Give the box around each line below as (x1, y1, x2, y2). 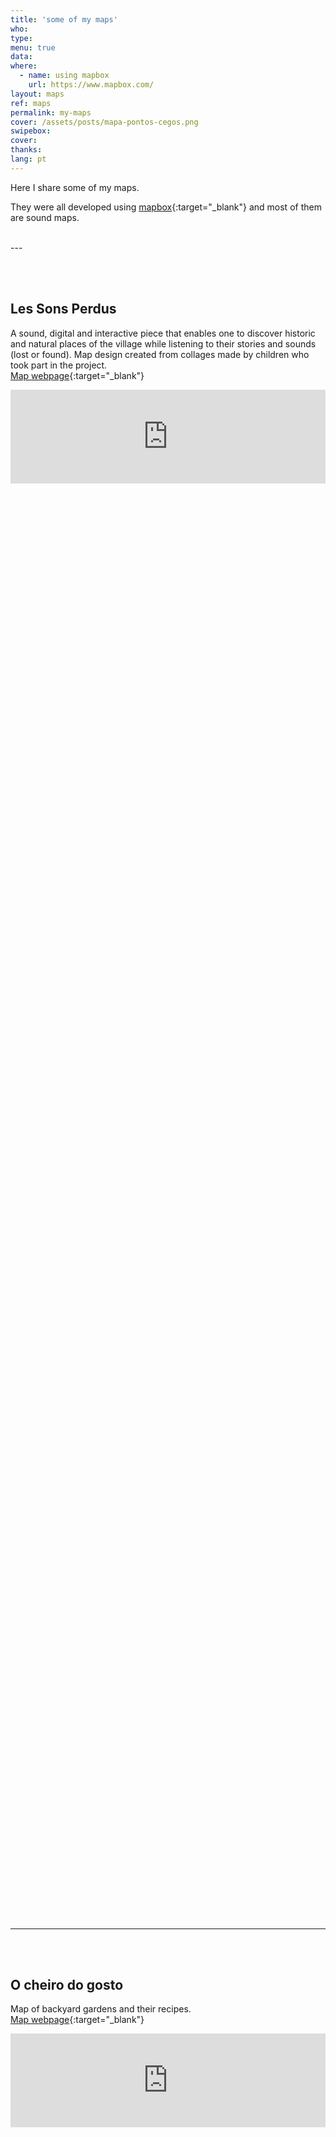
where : (10, 61, 38, 71)
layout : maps (10, 89, 65, 99)
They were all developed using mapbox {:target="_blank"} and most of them (10, 201, 322, 213)
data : (10, 52, 33, 62)
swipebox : (10, 126, 52, 136)
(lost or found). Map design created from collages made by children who (10, 348, 310, 360)
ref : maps (10, 98, 52, 108)
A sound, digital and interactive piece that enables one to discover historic (10, 327, 316, 339)
